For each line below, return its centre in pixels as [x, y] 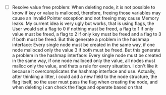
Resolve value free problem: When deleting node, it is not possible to [84, 7]
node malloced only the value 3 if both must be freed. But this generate [86, 50]
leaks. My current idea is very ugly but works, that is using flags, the [83, 23]
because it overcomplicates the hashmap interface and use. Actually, [84, 71]
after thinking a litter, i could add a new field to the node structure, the [85, 76]
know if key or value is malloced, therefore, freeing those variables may [86, 13]
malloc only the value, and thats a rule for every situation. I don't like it [85, 66]
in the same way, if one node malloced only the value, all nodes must [84, 61]
